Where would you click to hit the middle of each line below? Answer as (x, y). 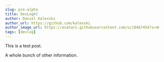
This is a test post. (24, 46)
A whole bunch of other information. (41, 55)
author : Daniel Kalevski (30, 18)
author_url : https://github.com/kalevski (48, 23)
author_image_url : (24, 28)
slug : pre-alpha (21, 9)
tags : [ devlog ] (20, 32)
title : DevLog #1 (21, 14)
